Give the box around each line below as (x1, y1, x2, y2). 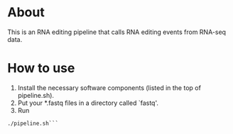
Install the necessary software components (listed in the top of (17, 83, 201, 92)
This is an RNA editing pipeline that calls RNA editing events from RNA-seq (7, 28, 226, 36)
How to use (7, 60, 75, 77)
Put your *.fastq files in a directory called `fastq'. (17, 99, 158, 107)
